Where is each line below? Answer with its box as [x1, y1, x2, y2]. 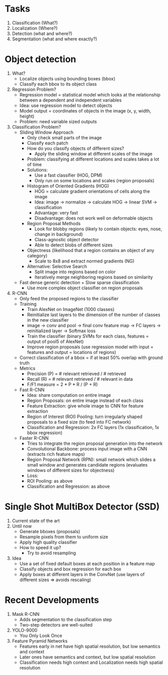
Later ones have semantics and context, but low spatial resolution [19, 654, 155, 660]
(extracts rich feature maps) [27, 451, 85, 457]
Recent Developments [5, 594, 99, 606]
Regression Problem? [12, 86, 56, 92]
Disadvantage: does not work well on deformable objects [34, 215, 153, 221]
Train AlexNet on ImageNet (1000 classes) [27, 306, 115, 312]
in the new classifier [27, 317, 69, 323]
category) [27, 252, 48, 258]
